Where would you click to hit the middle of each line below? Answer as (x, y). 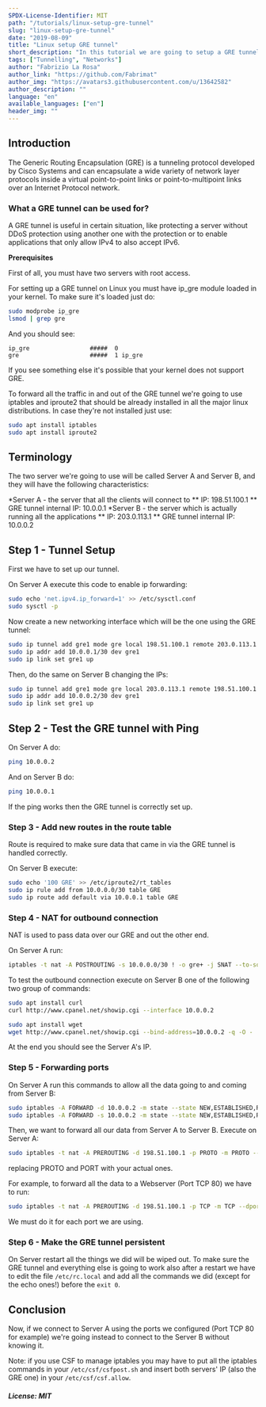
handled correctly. (38, 853)
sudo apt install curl (46, 1003)
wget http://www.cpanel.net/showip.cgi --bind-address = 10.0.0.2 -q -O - (131, 1032)
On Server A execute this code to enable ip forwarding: (98, 585)
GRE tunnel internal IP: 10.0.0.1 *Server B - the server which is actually (123, 509)
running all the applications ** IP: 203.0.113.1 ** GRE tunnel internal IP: (122, 517)
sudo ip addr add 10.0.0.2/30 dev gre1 (74, 696)
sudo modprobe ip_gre (44, 311)
